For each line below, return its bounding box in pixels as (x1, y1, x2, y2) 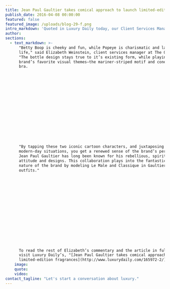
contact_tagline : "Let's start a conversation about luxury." (5, 276, 139, 281)
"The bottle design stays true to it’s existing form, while (18, 54, 151, 60)
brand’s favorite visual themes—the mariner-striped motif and (18, 59, 155, 64)
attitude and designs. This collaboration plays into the (18, 158, 144, 163)
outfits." (18, 168, 39, 173)
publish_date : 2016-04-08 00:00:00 (5, 12, 80, 17)
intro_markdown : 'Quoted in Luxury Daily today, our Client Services (5, 26, 155, 31)
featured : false (5, 17, 39, 22)
